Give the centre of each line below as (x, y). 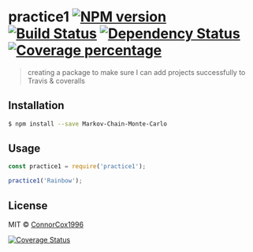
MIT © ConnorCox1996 (46, 224)
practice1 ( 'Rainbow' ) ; (45, 181)
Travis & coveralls (56, 81)
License (28, 205)
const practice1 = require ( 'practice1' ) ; (77, 167)
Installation (36, 105)
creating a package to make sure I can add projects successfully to (136, 72)
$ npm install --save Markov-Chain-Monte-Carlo (88, 124)
